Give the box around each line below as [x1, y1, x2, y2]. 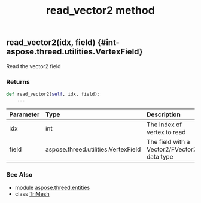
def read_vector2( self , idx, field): [6, 91, 100, 97]
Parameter [9, 110, 40, 119]
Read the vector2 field [6, 62, 61, 69]
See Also [6, 170, 33, 178]
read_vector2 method [45, 4, 156, 17]
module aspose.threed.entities [14, 184, 90, 191]
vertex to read [146, 128, 186, 136]
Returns [6, 77, 30, 86]
